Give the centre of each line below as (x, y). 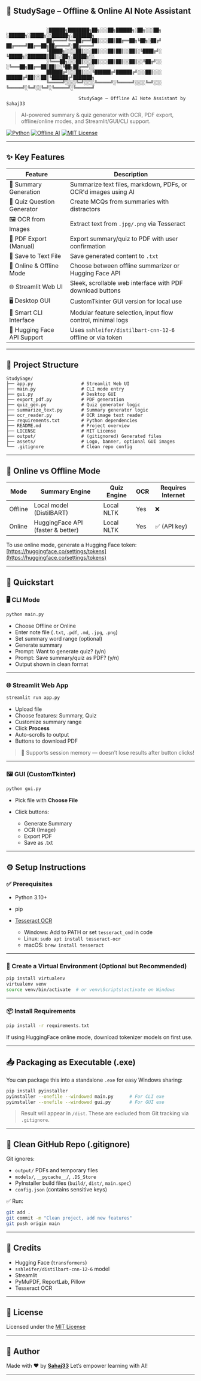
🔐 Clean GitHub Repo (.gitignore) (68, 1144)
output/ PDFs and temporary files (56, 1170)
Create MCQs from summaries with (119, 202)
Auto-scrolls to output (42, 734)
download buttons (95, 290)
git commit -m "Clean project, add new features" (69, 1218)
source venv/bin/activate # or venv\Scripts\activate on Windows (91, 990)
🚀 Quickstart (30, 582)
